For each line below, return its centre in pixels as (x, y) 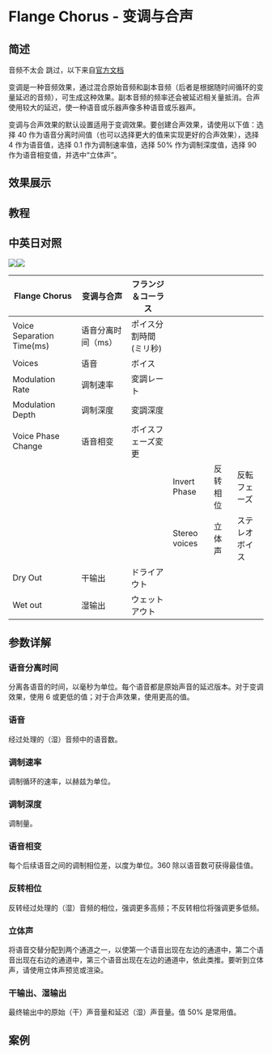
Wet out (28, 605)
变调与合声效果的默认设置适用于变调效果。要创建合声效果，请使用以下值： (132, 125)
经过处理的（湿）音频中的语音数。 (65, 739)
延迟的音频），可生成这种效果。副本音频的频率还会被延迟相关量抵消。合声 (138, 97)
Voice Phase (36, 436)
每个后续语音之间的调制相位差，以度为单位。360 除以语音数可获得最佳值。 (133, 865)
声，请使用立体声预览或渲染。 (58, 970)
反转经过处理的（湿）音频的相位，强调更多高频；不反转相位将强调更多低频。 (136, 907)
